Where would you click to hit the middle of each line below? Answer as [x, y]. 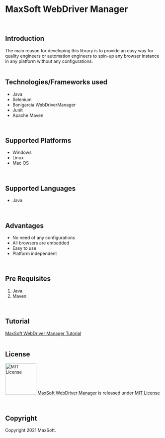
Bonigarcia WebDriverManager [44, 105]
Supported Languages [41, 188]
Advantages [24, 226]
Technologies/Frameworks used [56, 82]
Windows [22, 152]
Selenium [22, 99]
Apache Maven [28, 115]
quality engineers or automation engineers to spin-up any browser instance [82, 56]
